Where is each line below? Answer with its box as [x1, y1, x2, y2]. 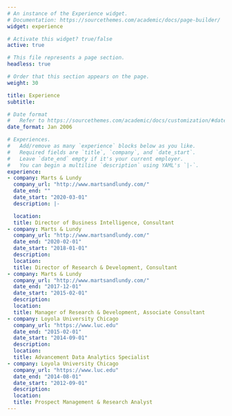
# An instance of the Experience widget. [7, 10, 128, 17]
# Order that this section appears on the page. [7, 73, 150, 80]
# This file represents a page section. [7, 55, 126, 61]
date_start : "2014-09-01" [13, 335, 88, 341]
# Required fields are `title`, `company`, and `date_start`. [7, 149, 196, 156]
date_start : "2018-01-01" [13, 245, 88, 252]
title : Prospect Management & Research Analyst [13, 399, 153, 406]
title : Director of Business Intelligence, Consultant [13, 219, 175, 226]
